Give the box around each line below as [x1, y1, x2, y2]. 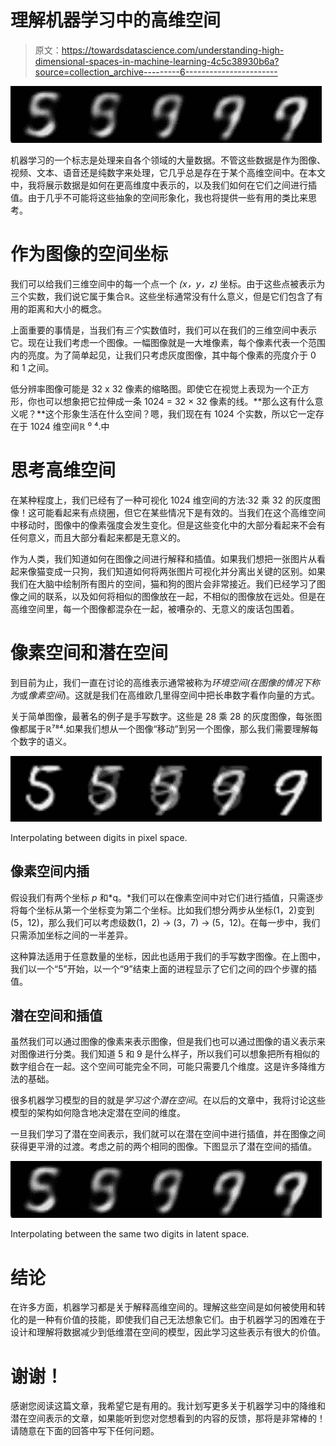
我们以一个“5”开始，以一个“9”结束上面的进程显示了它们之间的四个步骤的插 [10, 962, 317, 975]
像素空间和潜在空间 [10, 642, 169, 664]
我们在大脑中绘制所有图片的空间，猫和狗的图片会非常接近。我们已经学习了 [10, 577, 317, 590]
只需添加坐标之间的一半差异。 [10, 929, 133, 941]
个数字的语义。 [10, 735, 72, 747]
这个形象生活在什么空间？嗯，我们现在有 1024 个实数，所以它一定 [45, 407, 316, 420]
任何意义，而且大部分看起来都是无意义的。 [10, 531, 186, 543]
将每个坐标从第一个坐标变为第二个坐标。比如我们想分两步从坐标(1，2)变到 [10, 904, 315, 916]
